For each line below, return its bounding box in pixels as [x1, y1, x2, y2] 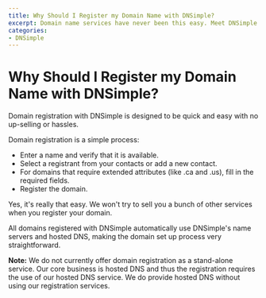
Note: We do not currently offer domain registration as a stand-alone [8, 256, 233, 265]
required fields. [19, 176, 70, 185]
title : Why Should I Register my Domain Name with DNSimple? [8, 11, 215, 20]
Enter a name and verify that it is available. [19, 150, 159, 160]
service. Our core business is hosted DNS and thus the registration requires [8, 264, 256, 274]
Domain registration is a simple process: [8, 135, 140, 145]
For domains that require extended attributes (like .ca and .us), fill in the [19, 168, 254, 177]
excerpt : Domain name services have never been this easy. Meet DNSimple [8, 19, 258, 27]
